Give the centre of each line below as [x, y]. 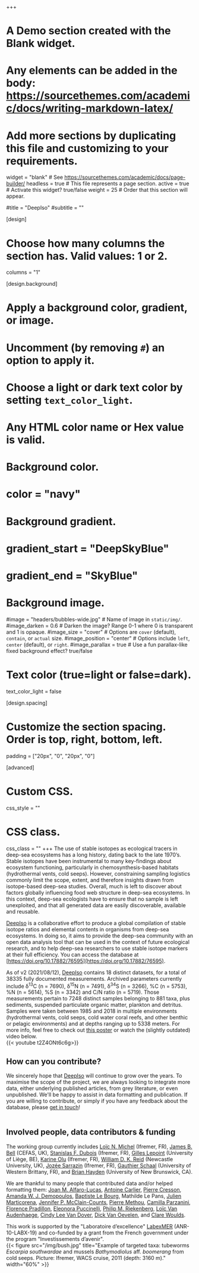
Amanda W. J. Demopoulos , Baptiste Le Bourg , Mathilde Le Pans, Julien [94, 1196]
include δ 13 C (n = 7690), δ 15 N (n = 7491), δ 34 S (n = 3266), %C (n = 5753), [97, 985]
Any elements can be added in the [92, 70]
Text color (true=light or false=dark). [99, 675]
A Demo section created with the [89, 31]
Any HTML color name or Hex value [95, 427]
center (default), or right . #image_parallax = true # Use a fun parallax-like [97, 645]
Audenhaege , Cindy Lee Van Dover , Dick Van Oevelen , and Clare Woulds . [96, 1215]
